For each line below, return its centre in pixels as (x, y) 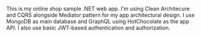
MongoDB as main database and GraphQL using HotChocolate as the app (98, 21)
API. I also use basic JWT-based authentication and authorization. (88, 28)
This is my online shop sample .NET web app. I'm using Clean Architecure (98, 9)
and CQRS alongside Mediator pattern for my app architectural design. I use (101, 15)
